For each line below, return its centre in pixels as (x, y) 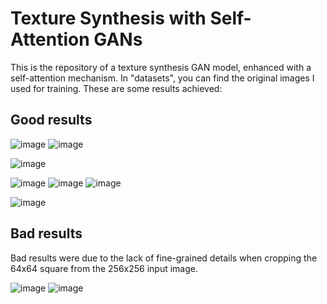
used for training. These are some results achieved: (116, 88)
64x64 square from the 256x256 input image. (104, 268)
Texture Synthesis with (108, 18)
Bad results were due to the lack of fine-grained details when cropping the (164, 258)
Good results (51, 120)
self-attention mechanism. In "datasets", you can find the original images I (162, 78)
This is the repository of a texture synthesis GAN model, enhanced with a (161, 67)
